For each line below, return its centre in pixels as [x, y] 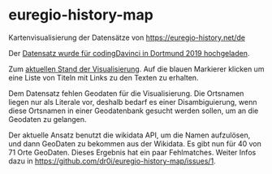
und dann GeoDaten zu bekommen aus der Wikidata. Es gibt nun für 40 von [135, 143]
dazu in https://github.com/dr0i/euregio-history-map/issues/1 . [112, 161]
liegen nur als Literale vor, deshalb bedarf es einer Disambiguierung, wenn [133, 102]
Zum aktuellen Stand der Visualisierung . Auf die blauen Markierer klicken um [136, 69]
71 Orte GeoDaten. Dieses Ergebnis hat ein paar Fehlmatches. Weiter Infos [132, 152]
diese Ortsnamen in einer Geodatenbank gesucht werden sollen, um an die [134, 111]
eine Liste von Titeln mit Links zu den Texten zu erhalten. [104, 77]
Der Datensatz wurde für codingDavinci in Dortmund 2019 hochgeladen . [129, 53]
